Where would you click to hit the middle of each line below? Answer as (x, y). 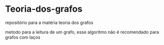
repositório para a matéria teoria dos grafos (49, 22)
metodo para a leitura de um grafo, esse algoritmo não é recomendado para (82, 32)
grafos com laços (23, 37)
